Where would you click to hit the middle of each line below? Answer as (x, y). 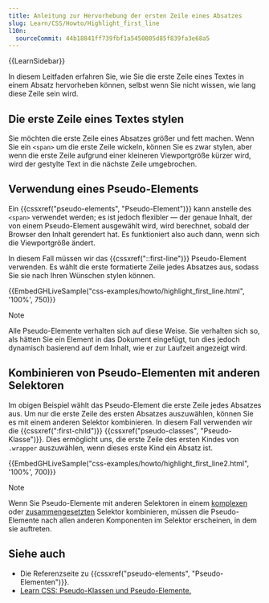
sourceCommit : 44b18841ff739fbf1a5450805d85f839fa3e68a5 (113, 38)
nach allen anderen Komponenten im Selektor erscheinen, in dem (149, 520)
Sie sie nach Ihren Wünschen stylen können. (82, 275)
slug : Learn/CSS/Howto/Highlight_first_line (84, 23)
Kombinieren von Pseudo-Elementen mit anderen (134, 373)
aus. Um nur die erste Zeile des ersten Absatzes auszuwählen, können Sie (131, 413)
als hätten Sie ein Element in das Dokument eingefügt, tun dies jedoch (124, 339)
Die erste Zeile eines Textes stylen (96, 119)
